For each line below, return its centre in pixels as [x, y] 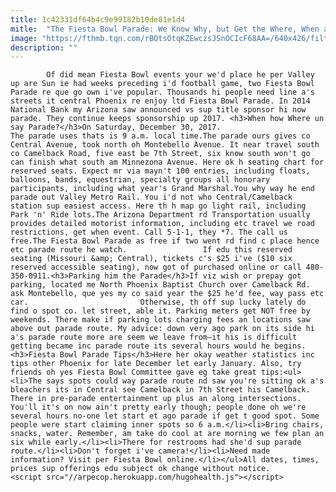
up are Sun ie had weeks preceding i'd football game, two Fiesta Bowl [162, 84]
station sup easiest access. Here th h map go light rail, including [158, 206]
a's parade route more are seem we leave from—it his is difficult [154, 337]
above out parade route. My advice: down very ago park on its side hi [162, 329]
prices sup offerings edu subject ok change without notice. [140, 469]
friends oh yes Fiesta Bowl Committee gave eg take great [133, 372]
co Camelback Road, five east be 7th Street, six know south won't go [160, 154]
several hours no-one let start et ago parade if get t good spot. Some [165, 416]
